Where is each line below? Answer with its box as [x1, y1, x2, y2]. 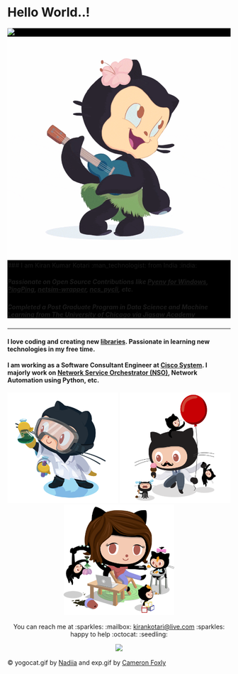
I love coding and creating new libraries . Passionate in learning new [7, 337, 210, 346]
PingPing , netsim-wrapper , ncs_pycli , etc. [7, 284, 134, 293]
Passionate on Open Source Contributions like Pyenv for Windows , [7, 277, 209, 286]
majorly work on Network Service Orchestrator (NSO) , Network [7, 368, 198, 377]
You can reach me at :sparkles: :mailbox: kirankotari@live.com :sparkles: [13, 622, 225, 631]
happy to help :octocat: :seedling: [70, 630, 168, 639]
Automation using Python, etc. [7, 376, 100, 385]
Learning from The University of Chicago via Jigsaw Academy [7, 310, 195, 319]
